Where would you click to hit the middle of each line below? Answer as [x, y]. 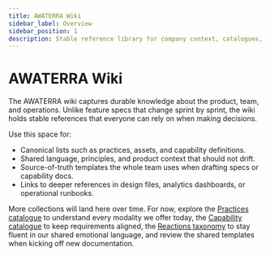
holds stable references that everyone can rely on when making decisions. [133, 119]
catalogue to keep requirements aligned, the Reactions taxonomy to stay [129, 226]
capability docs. [47, 176]
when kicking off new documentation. [71, 244]
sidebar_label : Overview [50, 24]
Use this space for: [40, 134]
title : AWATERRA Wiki [45, 16]
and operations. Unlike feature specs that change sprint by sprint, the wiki [132, 110]
